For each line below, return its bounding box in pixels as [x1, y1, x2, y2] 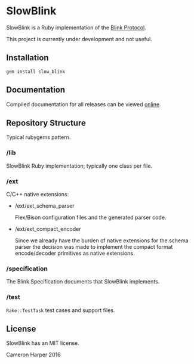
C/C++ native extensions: [6, 190, 69, 198]
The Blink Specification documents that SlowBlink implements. [6, 278, 160, 285]
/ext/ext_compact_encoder [14, 225, 81, 232]
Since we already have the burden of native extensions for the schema [14, 237, 189, 244]
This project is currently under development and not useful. [6, 35, 152, 42]
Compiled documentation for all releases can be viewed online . [6, 100, 161, 108]
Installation [6, 53, 49, 63]
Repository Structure [6, 118, 87, 128]
